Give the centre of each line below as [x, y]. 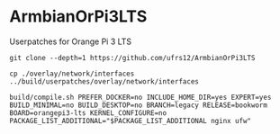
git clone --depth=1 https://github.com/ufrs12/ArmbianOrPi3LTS [132, 58]
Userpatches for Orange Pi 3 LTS [71, 41]
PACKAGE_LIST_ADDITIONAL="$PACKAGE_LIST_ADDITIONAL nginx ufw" [131, 121]
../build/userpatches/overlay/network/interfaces [104, 81]
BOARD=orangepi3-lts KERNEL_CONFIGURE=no [88, 113]
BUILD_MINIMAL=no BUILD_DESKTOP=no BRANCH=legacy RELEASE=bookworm [139, 105]
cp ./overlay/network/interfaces [72, 74]
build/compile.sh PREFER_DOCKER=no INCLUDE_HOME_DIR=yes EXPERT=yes [140, 97]
